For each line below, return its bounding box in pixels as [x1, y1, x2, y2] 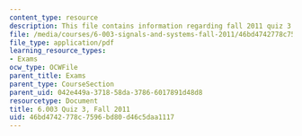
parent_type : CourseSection [9, 80, 115, 89]
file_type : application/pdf [9, 38, 115, 47]
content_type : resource [9, 13, 99, 22]
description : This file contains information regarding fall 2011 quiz [9, 21, 283, 30]
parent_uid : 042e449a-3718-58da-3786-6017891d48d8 [9, 88, 203, 97]
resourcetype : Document [9, 96, 99, 106]
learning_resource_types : [9, 47, 106, 55]
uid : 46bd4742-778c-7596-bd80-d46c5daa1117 [9, 113, 175, 122]
